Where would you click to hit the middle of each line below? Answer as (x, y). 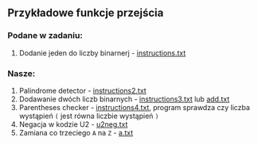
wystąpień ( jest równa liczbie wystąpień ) (89, 116)
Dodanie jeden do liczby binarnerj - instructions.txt (102, 53)
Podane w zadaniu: (45, 36)
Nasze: (21, 73)
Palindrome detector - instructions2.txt (82, 90)
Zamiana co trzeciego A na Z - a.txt (76, 132)
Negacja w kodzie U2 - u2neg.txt (73, 124)
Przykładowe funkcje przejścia (86, 13)
